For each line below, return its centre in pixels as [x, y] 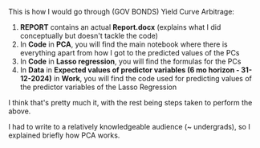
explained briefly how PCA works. [64, 135]
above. [20, 111]
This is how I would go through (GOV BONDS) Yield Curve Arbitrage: [122, 12]
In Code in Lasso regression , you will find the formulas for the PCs [130, 61]
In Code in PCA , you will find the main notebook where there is [124, 44]
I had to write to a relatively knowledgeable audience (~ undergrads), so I [129, 127]
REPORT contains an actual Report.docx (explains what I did [120, 27]
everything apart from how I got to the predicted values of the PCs [130, 53]
